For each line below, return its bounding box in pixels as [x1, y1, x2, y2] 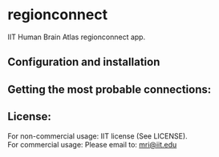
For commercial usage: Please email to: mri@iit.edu [7, 139, 177, 149]
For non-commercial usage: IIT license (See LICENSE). [7, 131, 188, 141]
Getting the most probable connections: [7, 83, 212, 96]
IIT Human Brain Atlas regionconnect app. [7, 32, 146, 42]
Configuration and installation [7, 55, 160, 69]
